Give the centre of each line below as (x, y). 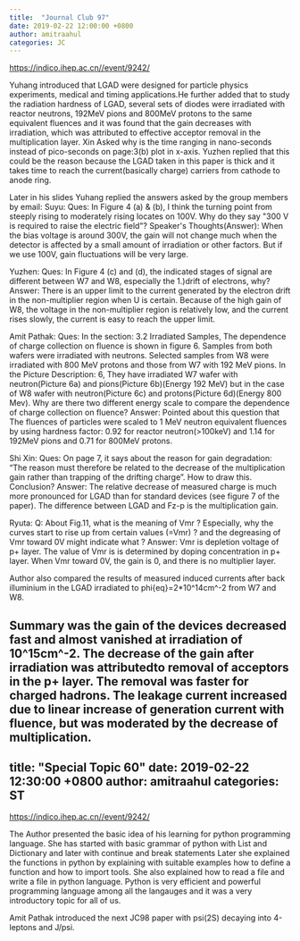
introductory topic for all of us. (65, 901)
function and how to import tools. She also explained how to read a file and (147, 872)
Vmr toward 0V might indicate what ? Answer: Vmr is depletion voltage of (144, 542)
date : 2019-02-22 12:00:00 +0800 (71, 26)
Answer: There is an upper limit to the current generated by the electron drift (150, 290)
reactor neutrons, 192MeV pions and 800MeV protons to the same (131, 113)
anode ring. (30, 181)
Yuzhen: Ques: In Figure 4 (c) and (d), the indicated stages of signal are (141, 272)
